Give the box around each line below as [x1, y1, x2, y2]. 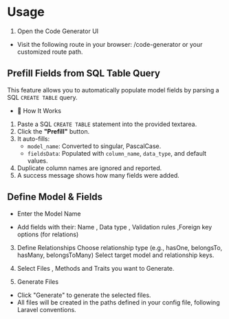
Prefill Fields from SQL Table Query [7, 68, 160, 79]
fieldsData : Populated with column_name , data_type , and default [27, 149, 207, 157]
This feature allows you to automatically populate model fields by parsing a [7, 85, 219, 94]
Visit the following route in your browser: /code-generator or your [17, 40, 203, 48]
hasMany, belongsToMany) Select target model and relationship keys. [17, 251, 215, 259]
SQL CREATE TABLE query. [7, 93, 78, 101]
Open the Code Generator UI [17, 27, 99, 35]
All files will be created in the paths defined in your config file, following [17, 298, 220, 307]
